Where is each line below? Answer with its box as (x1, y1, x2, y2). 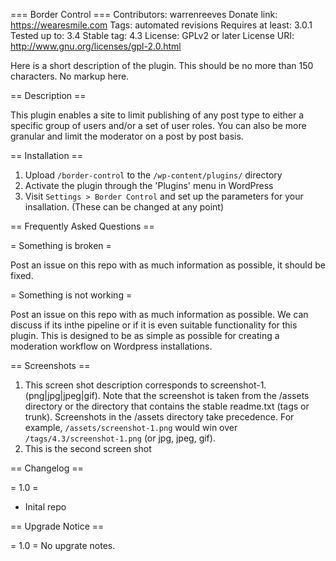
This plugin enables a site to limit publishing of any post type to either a (10, 109, 305, 121)
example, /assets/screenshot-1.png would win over (24, 422, 238, 433)
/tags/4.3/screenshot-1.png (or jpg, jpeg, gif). (24, 432, 216, 444)
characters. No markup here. (10, 70, 130, 82)
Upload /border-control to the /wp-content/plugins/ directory (24, 169, 283, 181)
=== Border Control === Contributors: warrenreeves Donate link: (10, 9, 278, 20)
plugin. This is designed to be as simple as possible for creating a (10, 330, 280, 341)
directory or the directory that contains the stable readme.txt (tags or (24, 400, 310, 412)
